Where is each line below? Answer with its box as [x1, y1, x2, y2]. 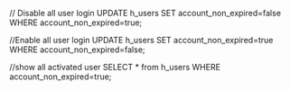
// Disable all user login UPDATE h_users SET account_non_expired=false [9, 8, 282, 18]
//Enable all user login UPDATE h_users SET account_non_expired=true [9, 35, 274, 45]
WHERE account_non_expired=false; [9, 44, 146, 55]
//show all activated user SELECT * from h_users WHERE [9, 62, 221, 72]
